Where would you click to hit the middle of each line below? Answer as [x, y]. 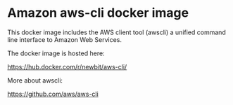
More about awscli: [35, 80]
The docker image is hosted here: [56, 53]
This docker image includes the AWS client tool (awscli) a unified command [117, 32]
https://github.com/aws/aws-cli [53, 94]
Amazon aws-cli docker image [98, 13]
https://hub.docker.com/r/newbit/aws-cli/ [67, 66]
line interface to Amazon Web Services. [64, 39]
